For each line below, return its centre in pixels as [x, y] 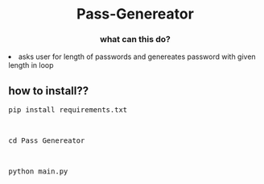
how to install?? [49, 91]
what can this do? [135, 40]
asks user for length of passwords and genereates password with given [137, 56]
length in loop [31, 65]
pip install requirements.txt [68, 110]
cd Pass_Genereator [47, 141]
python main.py [38, 171]
